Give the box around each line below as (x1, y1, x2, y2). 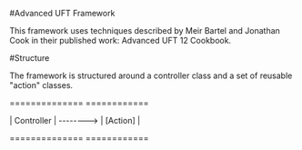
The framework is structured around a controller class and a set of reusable (9, 70, 293, 81)
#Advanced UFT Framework (9, 8, 116, 18)
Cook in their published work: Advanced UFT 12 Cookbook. (9, 35, 232, 45)
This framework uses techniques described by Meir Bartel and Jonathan (9, 25, 280, 35)
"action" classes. (9, 80, 74, 90)
